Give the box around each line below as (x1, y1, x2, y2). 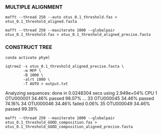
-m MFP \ (23, 68, 41, 73)
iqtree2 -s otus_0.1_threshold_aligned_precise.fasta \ (5, 64, 124, 69)
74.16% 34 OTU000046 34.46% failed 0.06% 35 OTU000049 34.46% (5, 101, 150, 107)
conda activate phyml (5, 55, 50, 60)
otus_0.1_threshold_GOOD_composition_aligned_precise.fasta (5, 124, 133, 129)
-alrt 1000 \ (23, 77, 50, 82)
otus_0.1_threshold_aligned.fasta (5, 19, 77, 24)
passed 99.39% (5, 106, 38, 112)
